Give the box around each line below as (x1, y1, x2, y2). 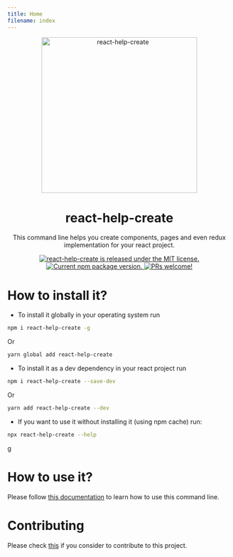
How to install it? (7, 287, 108, 303)
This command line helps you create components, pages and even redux (13, 233, 226, 242)
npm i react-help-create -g (7, 325, 91, 332)
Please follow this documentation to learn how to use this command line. (7, 492, 220, 501)
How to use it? (7, 469, 93, 485)
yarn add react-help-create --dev (7, 405, 110, 412)
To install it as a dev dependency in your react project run (17, 364, 187, 373)
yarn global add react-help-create (7, 351, 113, 358)
